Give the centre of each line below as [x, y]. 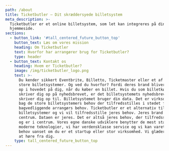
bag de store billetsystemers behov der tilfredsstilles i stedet [90, 104]
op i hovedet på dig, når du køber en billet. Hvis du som [81, 89]
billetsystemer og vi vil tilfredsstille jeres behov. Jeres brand [91, 113]
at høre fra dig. [37, 136]
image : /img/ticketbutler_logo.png [52, 71]
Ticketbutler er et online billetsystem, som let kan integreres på [83, 24]
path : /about [19, 10]
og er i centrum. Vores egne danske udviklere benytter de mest [87, 122]
